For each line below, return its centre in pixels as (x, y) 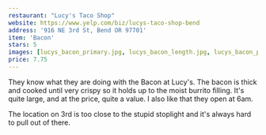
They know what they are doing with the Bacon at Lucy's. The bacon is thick (133, 82)
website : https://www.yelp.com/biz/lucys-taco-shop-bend (104, 23)
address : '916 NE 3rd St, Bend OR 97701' (78, 30)
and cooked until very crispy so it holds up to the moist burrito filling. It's (126, 90)
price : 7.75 (28, 60)
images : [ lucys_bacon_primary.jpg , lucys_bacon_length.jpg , (110, 52)
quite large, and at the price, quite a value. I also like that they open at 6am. (131, 99)
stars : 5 (23, 45)
